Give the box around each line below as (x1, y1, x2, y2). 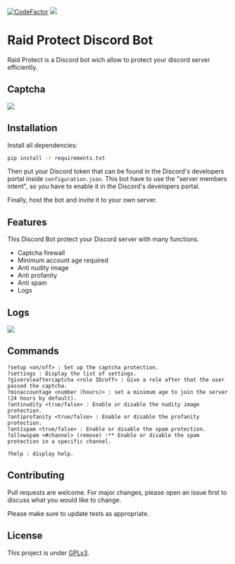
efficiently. (7, 63, 38, 71)
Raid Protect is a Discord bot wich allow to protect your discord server (7, 55, 211, 63)
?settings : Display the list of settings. (7, 370, 137, 377)
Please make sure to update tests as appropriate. (7, 509, 150, 517)
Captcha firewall (17, 249, 65, 257)
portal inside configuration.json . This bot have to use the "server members (7, 175, 227, 183)
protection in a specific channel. (7, 438, 112, 445)
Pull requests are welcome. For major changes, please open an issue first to (7, 488, 227, 496)
